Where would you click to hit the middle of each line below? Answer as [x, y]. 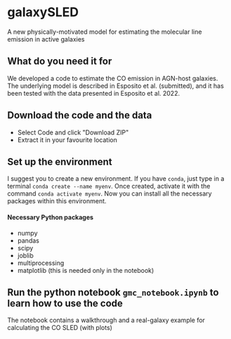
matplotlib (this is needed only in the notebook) [86, 270]
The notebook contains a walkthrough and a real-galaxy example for [106, 320]
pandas [28, 241]
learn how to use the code [65, 303]
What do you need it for [60, 62]
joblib [25, 255]
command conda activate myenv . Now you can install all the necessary [110, 193]
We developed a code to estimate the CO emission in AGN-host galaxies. [113, 78]
